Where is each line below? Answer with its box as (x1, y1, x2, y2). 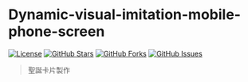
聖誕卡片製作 (27, 65, 70, 75)
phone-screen (8, 22, 105, 41)
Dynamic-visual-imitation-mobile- (8, 6, 242, 24)
